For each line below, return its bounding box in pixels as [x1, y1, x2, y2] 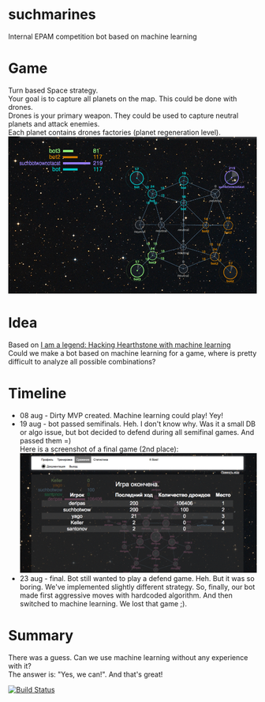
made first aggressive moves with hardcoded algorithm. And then [19, 591, 233, 600]
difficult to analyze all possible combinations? [8, 357, 156, 366]
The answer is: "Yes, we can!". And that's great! [8, 670, 163, 679]
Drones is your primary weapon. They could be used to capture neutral [8, 111, 239, 120]
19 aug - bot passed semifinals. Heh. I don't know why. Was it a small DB [19, 419, 256, 428]
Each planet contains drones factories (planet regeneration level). [8, 127, 221, 137]
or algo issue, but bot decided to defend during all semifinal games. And [19, 427, 255, 436]
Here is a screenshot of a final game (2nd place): [19, 444, 179, 454]
